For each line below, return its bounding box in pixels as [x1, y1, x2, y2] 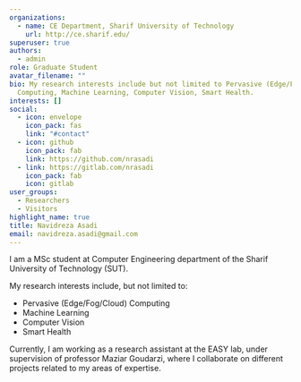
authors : [9, 47, 42, 55]
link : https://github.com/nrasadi [25, 154, 154, 164]
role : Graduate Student [9, 64, 99, 72]
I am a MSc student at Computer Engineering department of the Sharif [9, 254, 269, 265]
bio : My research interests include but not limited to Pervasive [9, 80, 262, 89]
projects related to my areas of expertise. [9, 363, 161, 374]
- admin [17, 55, 47, 64]
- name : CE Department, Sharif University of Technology [17, 21, 235, 30]
